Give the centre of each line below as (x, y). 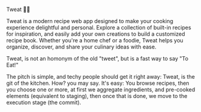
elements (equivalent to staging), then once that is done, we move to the (97, 96)
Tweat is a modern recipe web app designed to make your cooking (90, 21)
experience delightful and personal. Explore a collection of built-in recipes (99, 28)
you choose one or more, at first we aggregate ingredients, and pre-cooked (101, 90)
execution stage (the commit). (44, 102)
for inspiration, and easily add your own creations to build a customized (96, 34)
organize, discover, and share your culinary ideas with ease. (81, 47)
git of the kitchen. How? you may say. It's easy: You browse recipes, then (98, 83)
